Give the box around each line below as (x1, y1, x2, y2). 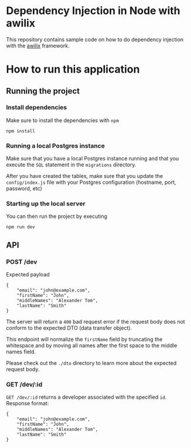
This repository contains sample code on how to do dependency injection (6, 36, 184, 43)
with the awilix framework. (6, 42, 70, 49)
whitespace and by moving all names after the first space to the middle (6, 342, 178, 349)
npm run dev (6, 224, 35, 230)
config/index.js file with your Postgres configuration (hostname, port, (6, 179, 176, 186)
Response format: (6, 400, 49, 407)
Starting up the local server (6, 200, 86, 208)
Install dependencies (6, 104, 67, 112)
